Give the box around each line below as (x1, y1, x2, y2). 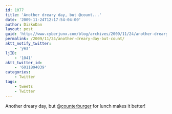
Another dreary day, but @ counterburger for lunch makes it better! (5, 103, 146, 109)
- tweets (14, 84, 33, 89)
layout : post (5, 27, 33, 32)
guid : (5, 31, 17, 36)
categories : (5, 70, 31, 75)
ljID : (5, 50, 17, 55)
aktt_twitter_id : (5, 60, 42, 65)
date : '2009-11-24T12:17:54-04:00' (5, 17, 81, 22)
